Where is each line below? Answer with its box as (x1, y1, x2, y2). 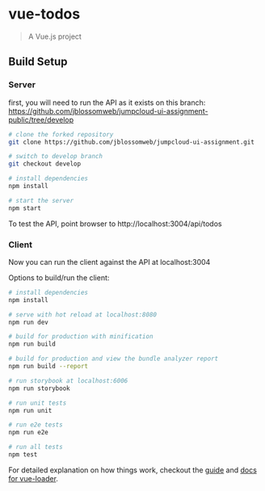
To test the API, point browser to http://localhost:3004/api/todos (8, 219, 222, 229)
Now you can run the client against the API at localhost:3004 (8, 257, 211, 266)
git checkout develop (8, 160, 82, 168)
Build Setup (8, 55, 68, 69)
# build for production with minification (8, 333, 154, 341)
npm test (8, 451, 38, 459)
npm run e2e (8, 429, 48, 437)
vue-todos (8, 5, 81, 23)
